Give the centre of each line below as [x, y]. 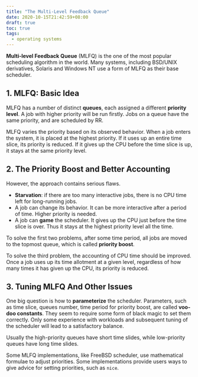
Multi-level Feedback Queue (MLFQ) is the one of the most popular [89, 56]
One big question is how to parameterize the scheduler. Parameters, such [96, 301]
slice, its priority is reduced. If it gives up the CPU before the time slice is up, [99, 144]
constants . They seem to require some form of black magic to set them [104, 314]
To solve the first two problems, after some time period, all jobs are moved [97, 238]
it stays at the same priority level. [46, 150]
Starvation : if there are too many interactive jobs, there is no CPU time [100, 195]
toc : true [18, 28]
